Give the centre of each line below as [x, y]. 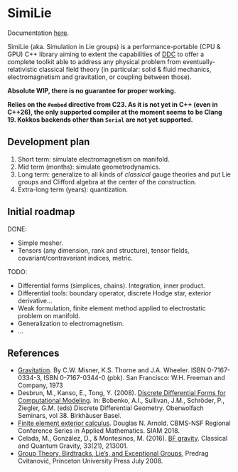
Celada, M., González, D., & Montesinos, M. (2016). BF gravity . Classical [123, 439]
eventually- [199, 61]
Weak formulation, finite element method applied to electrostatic [112, 308]
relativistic [22, 69]
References [33, 353]
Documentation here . [38, 33]
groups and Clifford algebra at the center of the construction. [107, 182]
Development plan [49, 142]
